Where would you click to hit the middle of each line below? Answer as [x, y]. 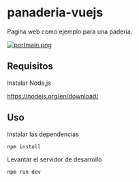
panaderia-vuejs [55, 13]
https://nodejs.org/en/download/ [53, 96]
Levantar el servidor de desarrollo [55, 159]
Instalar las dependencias [43, 134]
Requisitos [30, 66]
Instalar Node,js [29, 83]
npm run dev [24, 172]
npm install [24, 146]
